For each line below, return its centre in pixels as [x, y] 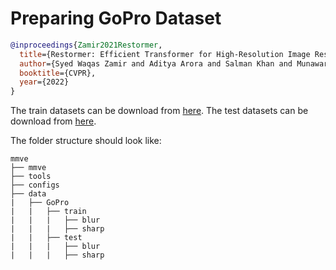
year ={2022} [44, 82]
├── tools [31, 177]
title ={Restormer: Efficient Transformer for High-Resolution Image [165, 54]
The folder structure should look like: [86, 141]
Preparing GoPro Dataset [116, 18]
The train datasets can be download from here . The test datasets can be [159, 111]
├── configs [35, 185]
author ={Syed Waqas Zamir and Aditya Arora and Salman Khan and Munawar [174, 63]
